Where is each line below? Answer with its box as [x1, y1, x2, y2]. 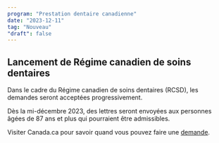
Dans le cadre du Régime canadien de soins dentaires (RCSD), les [7, 86, 199, 94]
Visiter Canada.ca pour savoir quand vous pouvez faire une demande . [7, 128, 210, 137]
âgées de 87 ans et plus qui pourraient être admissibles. [7, 114, 170, 123]
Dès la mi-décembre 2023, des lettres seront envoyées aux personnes [7, 107, 212, 116]
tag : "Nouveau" [7, 23, 52, 30]
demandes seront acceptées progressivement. [7, 93, 143, 102]
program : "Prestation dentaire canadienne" [7, 10, 137, 18]
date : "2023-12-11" [7, 17, 65, 24]
